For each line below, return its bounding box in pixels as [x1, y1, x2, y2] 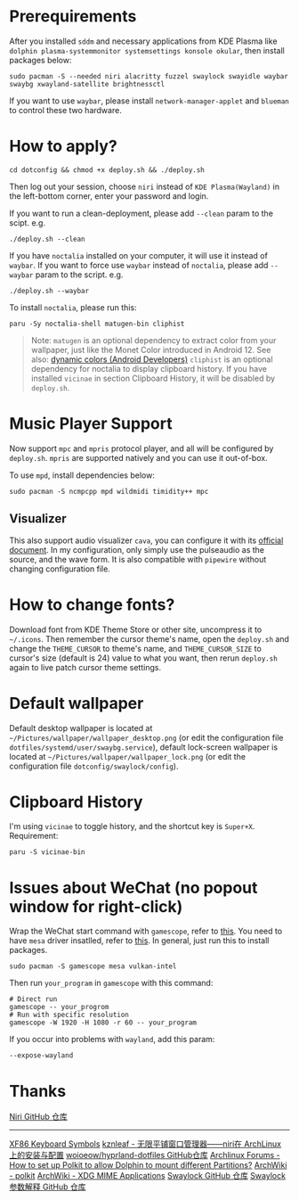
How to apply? [9, 136, 117, 157]
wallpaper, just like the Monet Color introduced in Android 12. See [30, 344, 271, 355]
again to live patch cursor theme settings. [9, 662, 162, 672]
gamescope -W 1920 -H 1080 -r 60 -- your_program [9, 1018, 198, 1027]
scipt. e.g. [9, 217, 46, 228]
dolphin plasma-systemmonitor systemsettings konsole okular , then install [9, 45, 285, 55]
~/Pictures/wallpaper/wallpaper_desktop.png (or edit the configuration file [9, 732, 284, 743]
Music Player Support [9, 414, 173, 434]
